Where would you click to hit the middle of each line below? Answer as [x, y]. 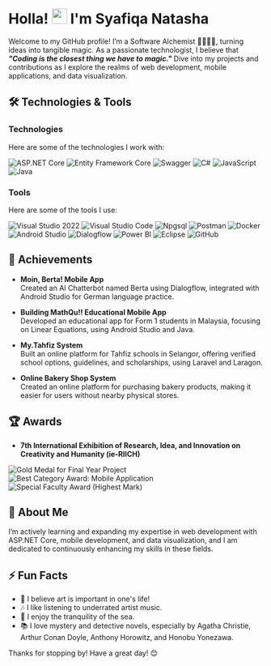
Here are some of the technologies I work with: [87, 147]
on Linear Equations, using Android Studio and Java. [108, 329]
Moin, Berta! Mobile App [62, 279]
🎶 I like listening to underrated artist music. [91, 608]
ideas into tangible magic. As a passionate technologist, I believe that [123, 49]
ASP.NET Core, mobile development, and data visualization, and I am [123, 540]
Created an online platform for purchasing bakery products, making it [135, 386]
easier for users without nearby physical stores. [100, 395]
